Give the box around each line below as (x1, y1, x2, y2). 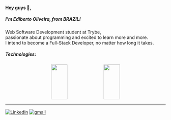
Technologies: (5, 51, 37, 57)
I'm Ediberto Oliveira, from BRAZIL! (5, 16, 81, 22)
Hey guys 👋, (5, 5, 32, 11)
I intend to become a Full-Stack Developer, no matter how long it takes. (5, 39, 154, 46)
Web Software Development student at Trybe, (5, 29, 101, 35)
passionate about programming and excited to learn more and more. (5, 34, 149, 41)
